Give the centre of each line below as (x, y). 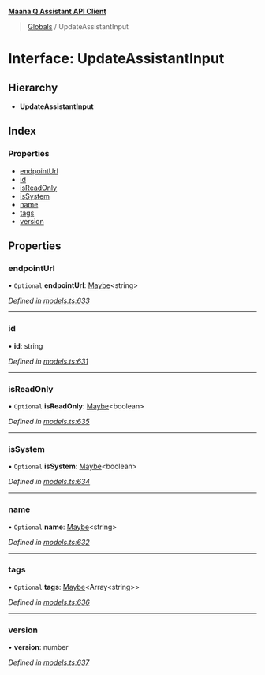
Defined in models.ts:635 (49, 421)
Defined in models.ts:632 (49, 542)
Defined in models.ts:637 (49, 662)
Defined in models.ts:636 (49, 602)
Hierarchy (33, 87)
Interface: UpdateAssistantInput (116, 59)
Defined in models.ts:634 (49, 482)
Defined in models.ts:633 (49, 301)
